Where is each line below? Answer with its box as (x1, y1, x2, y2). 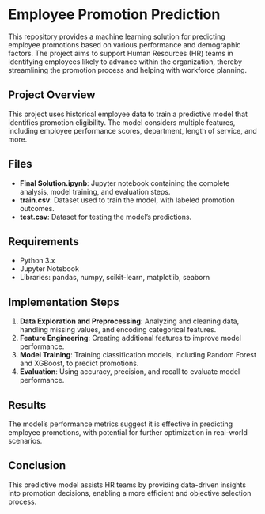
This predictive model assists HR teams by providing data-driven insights (8, 480, 247, 489)
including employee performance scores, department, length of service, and (8, 126, 257, 135)
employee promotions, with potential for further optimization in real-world (8, 428, 248, 437)
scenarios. (8, 437, 43, 445)
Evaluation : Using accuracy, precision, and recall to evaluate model (19, 367, 240, 376)
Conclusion (8, 459, 66, 472)
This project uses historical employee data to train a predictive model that (8, 109, 248, 119)
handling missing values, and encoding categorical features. (19, 325, 217, 334)
